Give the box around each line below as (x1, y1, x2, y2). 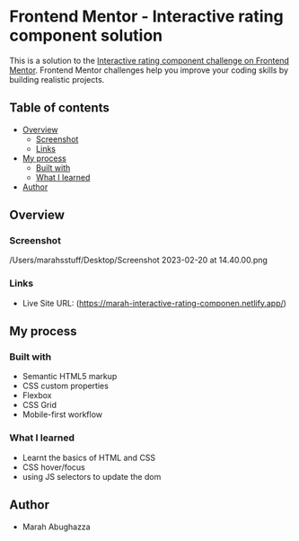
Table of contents (9, 101, 110, 116)
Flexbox (22, 390, 52, 401)
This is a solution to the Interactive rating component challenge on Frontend (9, 55, 290, 66)
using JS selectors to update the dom (22, 471, 162, 482)
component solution (9, 25, 163, 46)
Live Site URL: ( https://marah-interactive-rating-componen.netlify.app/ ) (22, 297, 287, 308)
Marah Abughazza (22, 521, 92, 532)
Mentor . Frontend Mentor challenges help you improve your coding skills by (9, 65, 289, 75)
